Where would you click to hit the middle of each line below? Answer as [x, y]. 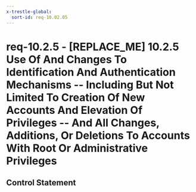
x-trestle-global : [29, 12]
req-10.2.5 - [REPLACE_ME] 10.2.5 [93, 47]
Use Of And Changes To [66, 59]
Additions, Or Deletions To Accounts [98, 135]
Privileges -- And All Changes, [83, 123]
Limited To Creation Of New [76, 97]
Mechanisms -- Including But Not [90, 85]
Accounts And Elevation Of [74, 110]
